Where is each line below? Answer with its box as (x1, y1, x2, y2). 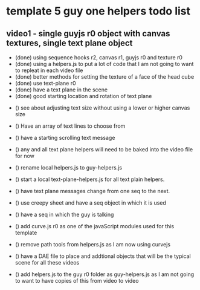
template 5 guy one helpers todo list (6, 4, 191, 18)
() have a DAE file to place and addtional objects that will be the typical (15, 252, 192, 260)
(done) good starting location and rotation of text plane (15, 93, 152, 99)
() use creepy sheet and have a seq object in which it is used (15, 199, 166, 206)
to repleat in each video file (15, 67, 83, 74)
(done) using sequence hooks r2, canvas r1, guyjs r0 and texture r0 (15, 54, 183, 61)
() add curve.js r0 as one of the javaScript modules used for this (15, 223, 174, 229)
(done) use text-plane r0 (15, 80, 77, 87)
